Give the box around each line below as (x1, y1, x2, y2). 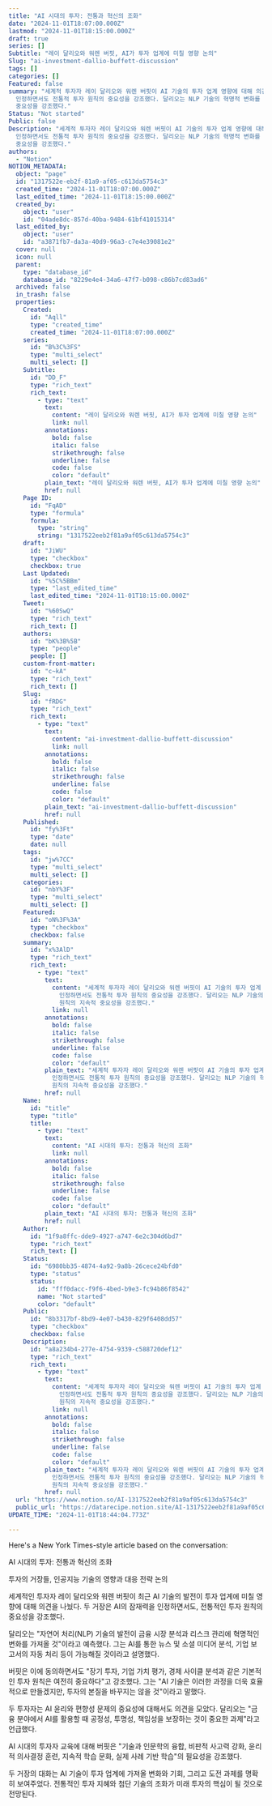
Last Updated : (23, 569, 70, 578)
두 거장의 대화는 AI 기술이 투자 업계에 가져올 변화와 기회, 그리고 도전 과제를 (8, 1768, 244, 1778)
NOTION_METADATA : (8, 163, 67, 171)
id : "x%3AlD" (29, 946, 74, 954)
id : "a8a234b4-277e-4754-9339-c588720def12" (29, 1345, 183, 1353)
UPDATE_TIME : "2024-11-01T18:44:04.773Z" (8, 1511, 151, 1519)
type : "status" (29, 1270, 82, 1278)
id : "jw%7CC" (29, 856, 74, 864)
